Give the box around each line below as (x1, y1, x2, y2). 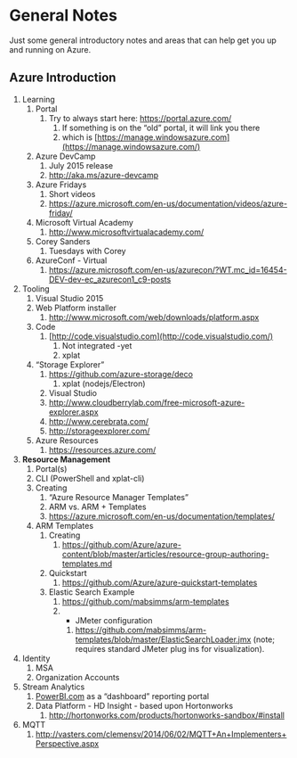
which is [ (61, 131, 98, 143)
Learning (21, 94, 55, 104)
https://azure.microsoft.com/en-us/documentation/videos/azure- (48, 198, 287, 209)
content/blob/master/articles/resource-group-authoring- (61, 548, 269, 559)
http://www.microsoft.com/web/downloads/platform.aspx (48, 311, 260, 322)
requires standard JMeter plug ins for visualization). (75, 643, 265, 654)
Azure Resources (35, 434, 100, 446)
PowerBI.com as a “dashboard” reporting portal (35, 690, 210, 701)
